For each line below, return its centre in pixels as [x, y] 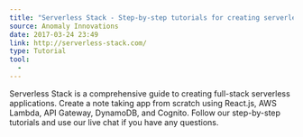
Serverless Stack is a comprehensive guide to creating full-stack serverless [150, 93]
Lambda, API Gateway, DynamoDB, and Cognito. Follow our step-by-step [145, 113]
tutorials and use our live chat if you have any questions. [114, 122]
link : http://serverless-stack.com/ [78, 43]
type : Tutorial [38, 51]
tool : [19, 59]
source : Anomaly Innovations [64, 26]
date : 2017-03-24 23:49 [54, 34]
